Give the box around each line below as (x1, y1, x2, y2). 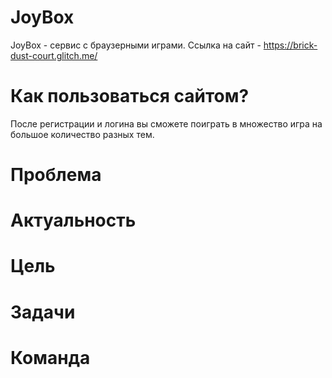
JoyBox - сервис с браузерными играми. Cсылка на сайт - (10, 39, 262, 51)
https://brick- (263, 39, 318, 51)
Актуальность (10, 209, 137, 232)
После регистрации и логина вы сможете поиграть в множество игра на (10, 117, 323, 130)
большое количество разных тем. (10, 128, 155, 140)
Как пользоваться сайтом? (10, 85, 250, 108)
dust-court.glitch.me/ (10, 49, 98, 61)
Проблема (10, 164, 102, 186)
